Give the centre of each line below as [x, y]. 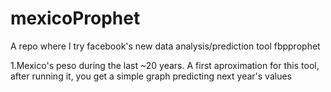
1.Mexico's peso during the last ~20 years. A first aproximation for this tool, [165, 65]
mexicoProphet [75, 18]
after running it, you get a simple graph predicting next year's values [151, 76]
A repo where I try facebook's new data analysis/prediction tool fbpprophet [165, 46]
